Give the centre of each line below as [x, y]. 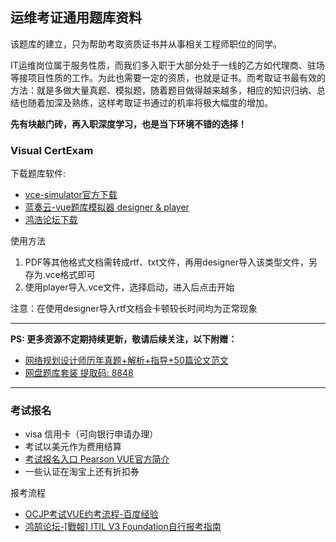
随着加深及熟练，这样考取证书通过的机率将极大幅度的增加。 [150, 102]
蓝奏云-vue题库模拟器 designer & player [107, 207]
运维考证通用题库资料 [76, 18]
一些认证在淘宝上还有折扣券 [82, 472]
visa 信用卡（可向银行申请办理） [91, 434]
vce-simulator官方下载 [71, 195]
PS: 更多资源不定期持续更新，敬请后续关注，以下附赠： [124, 339]
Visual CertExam [52, 150]
